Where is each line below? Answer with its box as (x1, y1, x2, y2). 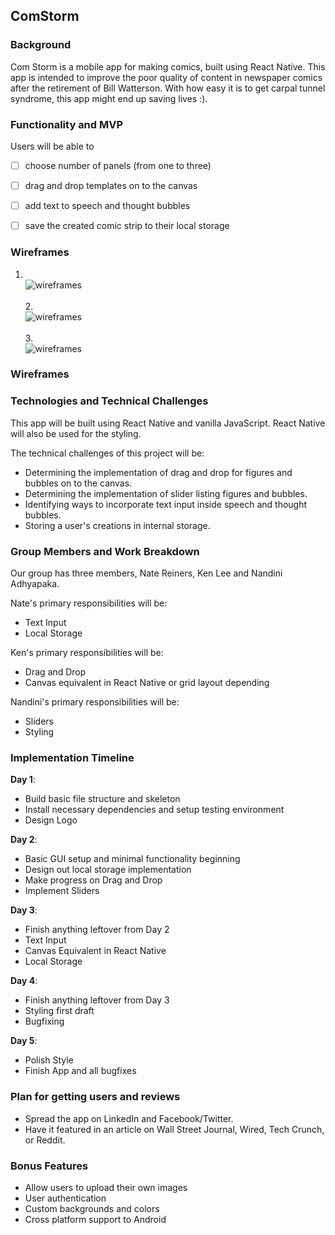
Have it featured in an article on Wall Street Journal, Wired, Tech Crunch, (24, 1123, 325, 1135)
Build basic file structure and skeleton (24, 793, 181, 805)
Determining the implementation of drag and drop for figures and (24, 466, 293, 478)
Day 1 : (10, 774, 36, 786)
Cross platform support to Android (24, 1213, 167, 1225)
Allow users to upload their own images (24, 1181, 188, 1193)
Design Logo (24, 814, 78, 826)
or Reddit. (24, 1134, 66, 1146)
